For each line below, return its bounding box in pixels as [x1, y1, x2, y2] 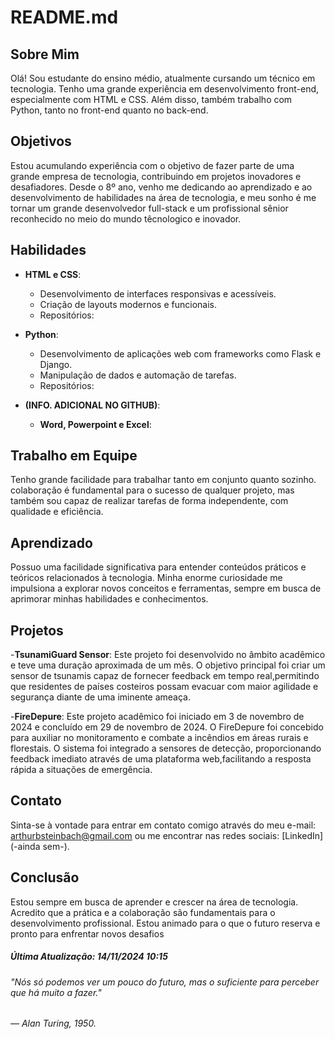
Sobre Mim [10, 46, 80, 63]
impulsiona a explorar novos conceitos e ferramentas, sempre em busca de [10, 582, 322, 595]
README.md [10, 6, 119, 29]
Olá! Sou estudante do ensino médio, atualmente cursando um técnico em [10, 72, 316, 84]
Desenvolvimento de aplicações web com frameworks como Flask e [39, 347, 322, 360]
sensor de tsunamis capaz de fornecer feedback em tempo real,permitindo [10, 670, 320, 682]
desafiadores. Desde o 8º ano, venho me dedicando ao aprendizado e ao [10, 181, 313, 193]
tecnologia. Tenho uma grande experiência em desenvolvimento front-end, [10, 83, 320, 95]
